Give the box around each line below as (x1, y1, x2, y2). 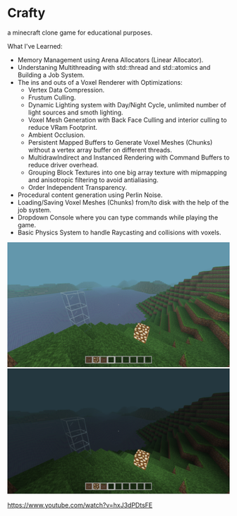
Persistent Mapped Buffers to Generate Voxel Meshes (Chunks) (28, 138, 213, 146)
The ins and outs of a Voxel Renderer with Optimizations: (17, 78, 183, 86)
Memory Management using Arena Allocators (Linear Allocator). (17, 55, 204, 64)
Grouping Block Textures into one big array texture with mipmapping (28, 168, 227, 176)
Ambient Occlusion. (28, 131, 86, 139)
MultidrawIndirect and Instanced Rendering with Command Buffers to (28, 153, 230, 162)
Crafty (7, 5, 46, 21)
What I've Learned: (7, 42, 63, 50)
